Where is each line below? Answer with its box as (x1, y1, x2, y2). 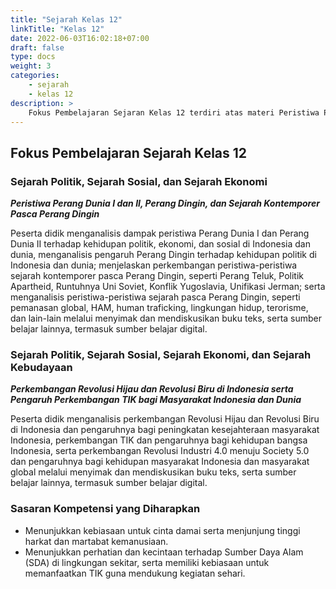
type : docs (10, 52, 56, 62)
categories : (10, 71, 60, 81)
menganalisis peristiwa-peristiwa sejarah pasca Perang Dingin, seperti (10, 291, 301, 303)
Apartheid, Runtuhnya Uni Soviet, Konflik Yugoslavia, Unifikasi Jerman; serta (10, 281, 326, 293)
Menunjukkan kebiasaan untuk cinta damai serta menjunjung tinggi (24, 524, 301, 536)
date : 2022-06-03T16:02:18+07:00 (10, 33, 150, 43)
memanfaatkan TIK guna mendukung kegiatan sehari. (24, 567, 246, 579)
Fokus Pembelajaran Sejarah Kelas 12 (10, 144, 248, 161)
